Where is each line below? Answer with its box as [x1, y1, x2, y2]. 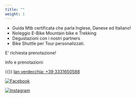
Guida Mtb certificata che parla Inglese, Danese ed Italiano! [12, 25, 131, 31]
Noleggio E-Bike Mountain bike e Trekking [12, 30, 97, 36]
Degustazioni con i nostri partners [12, 35, 80, 41]
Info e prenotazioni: [5, 59, 44, 65]
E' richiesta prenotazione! [5, 49, 56, 56]
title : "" [5, 7, 25, 12]
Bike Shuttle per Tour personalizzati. [12, 40, 85, 46]
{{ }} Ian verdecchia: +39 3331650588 [5, 68, 80, 74]
